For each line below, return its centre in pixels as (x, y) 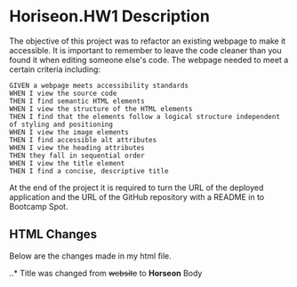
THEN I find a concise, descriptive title (89, 171)
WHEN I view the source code (63, 93)
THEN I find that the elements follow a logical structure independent (144, 116)
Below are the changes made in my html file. (90, 256)
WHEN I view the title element (67, 163)
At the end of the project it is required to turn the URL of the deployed (136, 187)
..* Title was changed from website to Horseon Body (106, 273)
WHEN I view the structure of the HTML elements (101, 108)
